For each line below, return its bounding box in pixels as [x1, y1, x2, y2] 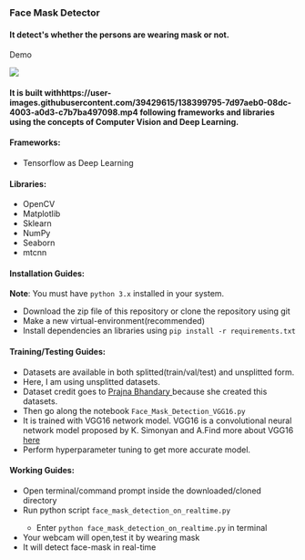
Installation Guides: [9, 267, 85, 279]
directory [22, 494, 57, 505]
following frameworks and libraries [139, 107, 275, 118]
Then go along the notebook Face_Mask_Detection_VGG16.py [22, 405, 246, 416]
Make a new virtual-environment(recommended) [22, 316, 205, 327]
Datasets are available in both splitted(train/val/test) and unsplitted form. [22, 367, 295, 378]
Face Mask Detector [9, 6, 100, 19]
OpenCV [22, 199, 56, 210]
